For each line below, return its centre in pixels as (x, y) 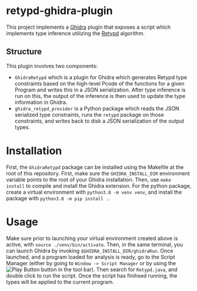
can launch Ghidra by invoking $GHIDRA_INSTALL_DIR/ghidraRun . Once (90, 251)
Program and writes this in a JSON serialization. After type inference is (100, 90)
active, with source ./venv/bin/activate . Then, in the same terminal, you (95, 244)
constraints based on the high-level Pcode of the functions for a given (99, 83)
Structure (24, 52)
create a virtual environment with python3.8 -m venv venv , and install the (94, 192)
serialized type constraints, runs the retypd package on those (89, 114)
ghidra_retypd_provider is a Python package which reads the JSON (97, 108)
